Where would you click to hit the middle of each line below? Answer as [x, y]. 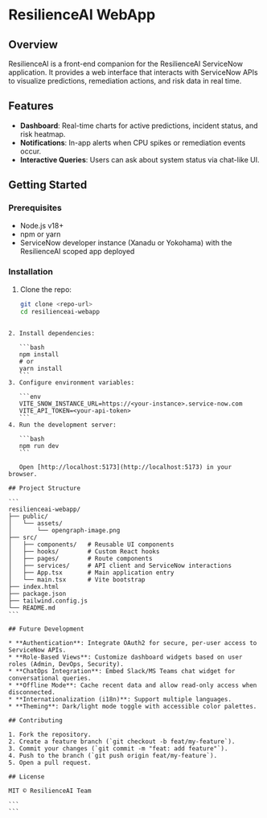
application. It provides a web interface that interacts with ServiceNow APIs [133, 72]
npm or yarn [40, 234]
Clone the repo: [46, 289]
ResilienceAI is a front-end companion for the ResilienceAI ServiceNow [126, 64]
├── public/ [28, 516]
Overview [33, 45]
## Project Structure [45, 488]
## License [27, 777]
